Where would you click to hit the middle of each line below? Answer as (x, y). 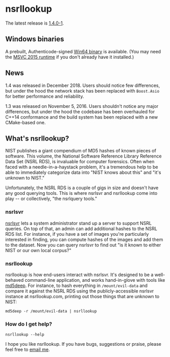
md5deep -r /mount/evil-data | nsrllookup (51, 311)
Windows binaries (35, 39)
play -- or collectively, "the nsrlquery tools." (51, 199)
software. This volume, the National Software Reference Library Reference (83, 156)
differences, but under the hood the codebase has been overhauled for (80, 111)
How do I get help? (29, 324)
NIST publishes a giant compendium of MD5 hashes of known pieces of (81, 151)
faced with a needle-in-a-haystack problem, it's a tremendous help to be (82, 167)
